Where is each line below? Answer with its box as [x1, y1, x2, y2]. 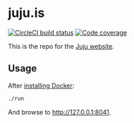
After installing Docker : [8, 81, 75, 90]
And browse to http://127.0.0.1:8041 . [8, 107, 111, 116]
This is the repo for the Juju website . [8, 42, 115, 50]
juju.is [8, 5, 45, 21]
